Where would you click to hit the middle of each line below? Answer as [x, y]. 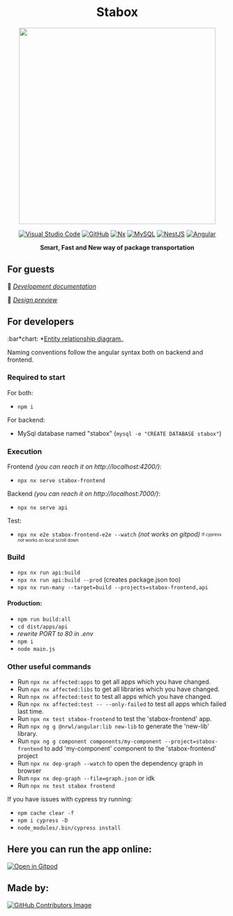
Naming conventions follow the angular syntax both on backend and [105, 352]
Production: [25, 603]
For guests [31, 269]
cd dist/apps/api [43, 627]
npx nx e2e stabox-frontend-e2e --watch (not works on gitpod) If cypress [119, 534]
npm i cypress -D [43, 820]
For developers [41, 322]
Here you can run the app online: [80, 849]
